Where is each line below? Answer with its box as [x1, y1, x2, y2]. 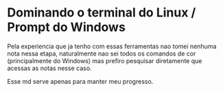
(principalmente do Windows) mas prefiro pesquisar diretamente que [7, 56, 202, 65]
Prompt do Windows [7, 19, 126, 35]
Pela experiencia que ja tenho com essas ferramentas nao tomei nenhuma [7, 42, 217, 50]
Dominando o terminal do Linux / [7, 5, 196, 21]
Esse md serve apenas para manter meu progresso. [7, 77, 154, 85]
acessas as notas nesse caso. [7, 64, 92, 72]
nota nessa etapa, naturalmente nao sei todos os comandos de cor [7, 49, 196, 58]
